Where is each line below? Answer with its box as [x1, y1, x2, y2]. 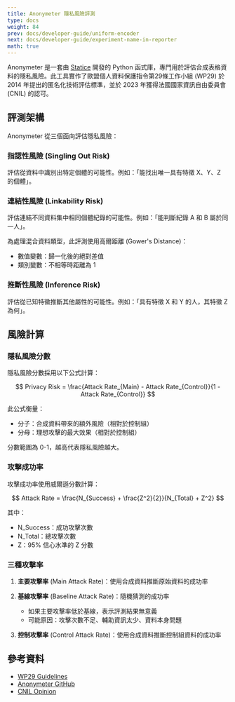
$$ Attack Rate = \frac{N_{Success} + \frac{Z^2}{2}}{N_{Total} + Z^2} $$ [11, 494, 224, 502]
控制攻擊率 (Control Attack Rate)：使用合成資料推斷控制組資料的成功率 [17, 630, 222, 639]
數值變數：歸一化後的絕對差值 [17, 252, 104, 260]
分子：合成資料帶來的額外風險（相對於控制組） [17, 419, 153, 428]
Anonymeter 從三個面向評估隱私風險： [7, 131, 119, 140]
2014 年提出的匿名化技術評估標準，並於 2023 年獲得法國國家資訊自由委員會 [7, 81, 227, 88]
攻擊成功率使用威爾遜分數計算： [7, 480, 100, 488]
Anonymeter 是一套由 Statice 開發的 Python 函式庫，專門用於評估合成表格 [7, 63, 221, 71]
